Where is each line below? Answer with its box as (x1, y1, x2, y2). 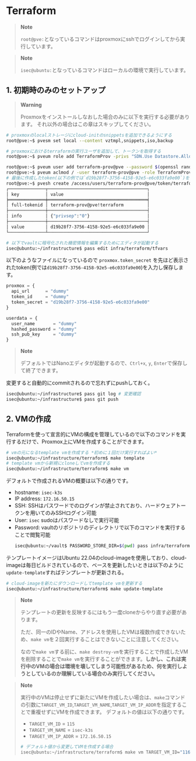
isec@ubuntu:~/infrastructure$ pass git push (6, 396, 118, 402)
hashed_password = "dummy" (11, 326, 77, 332)
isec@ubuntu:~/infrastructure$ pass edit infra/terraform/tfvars (6, 245, 168, 251)
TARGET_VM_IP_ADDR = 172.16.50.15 (29, 732, 112, 739)
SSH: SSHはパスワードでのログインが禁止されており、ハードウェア (14, 502, 176, 509)
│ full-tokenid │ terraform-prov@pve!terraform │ (6, 202, 150, 208)
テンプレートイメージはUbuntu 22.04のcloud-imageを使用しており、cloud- (6, 554, 187, 562)
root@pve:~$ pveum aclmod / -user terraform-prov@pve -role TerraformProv (6, 170, 192, 176)
